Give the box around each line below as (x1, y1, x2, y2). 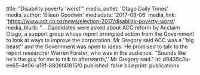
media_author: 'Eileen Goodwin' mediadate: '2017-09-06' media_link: (6, 11, 176, 18)
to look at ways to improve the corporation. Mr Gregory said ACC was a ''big (6, 37, 194, 43)
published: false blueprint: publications (84, 62, 180, 69)
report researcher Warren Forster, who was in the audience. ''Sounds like (6, 49, 186, 56)
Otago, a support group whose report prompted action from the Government (6, 30, 195, 37)
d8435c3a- (162, 56, 191, 62)
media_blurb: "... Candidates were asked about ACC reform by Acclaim (6, 24, 180, 31)
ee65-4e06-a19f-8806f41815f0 (6, 62, 83, 69)
